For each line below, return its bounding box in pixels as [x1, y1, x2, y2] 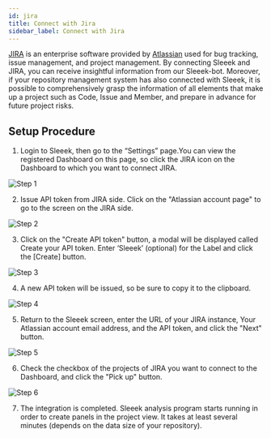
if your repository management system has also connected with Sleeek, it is [8, 75, 261, 85]
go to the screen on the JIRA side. [19, 204, 133, 213]
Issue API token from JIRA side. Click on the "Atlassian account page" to [19, 195, 261, 204]
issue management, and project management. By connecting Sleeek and [8, 58, 251, 67]
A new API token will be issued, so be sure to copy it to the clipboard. [19, 283, 252, 293]
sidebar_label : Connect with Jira [8, 27, 125, 35]
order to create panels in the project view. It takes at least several [19, 412, 238, 422]
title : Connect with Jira [8, 19, 95, 28]
